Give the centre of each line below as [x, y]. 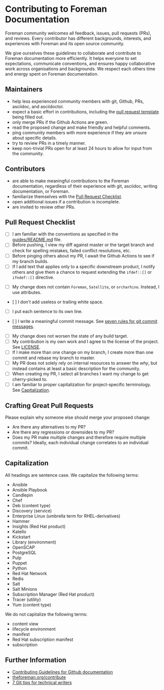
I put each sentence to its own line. [47, 311]
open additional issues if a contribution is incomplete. [66, 201]
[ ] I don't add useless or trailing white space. [58, 302]
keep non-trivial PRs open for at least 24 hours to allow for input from [82, 148]
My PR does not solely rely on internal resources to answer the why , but [85, 363]
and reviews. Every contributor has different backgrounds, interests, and [78, 38]
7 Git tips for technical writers [42, 682]
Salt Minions [25, 589]
